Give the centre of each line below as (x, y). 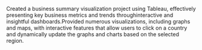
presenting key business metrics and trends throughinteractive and (90, 15)
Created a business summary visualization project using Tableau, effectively (101, 9)
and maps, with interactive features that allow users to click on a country (97, 28)
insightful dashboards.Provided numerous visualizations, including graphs (98, 21)
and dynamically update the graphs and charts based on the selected (93, 34)
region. (15, 41)
